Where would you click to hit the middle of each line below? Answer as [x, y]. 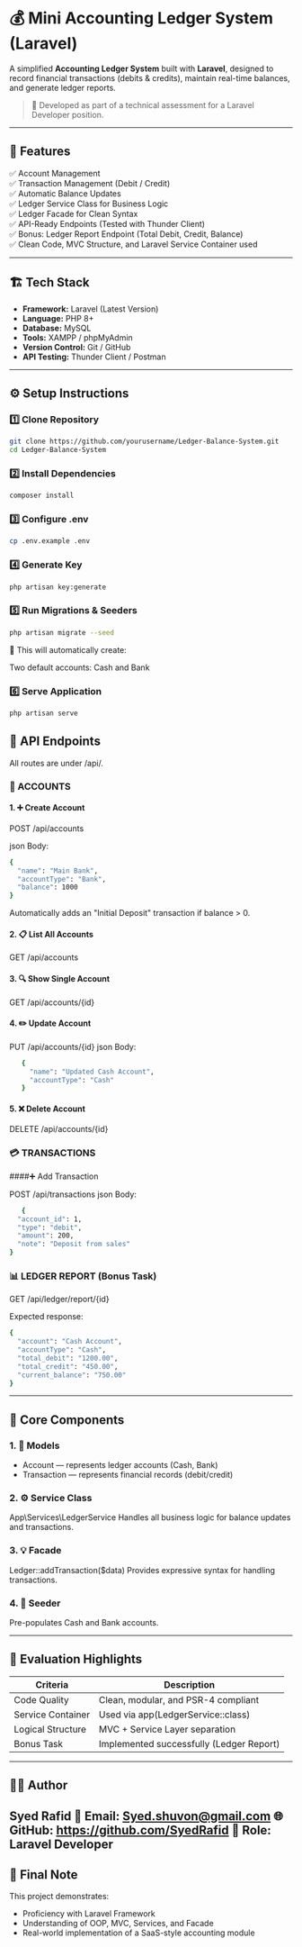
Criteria [52, 1684]
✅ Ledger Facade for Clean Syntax [74, 213]
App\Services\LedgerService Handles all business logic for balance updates [150, 1517]
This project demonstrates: [59, 1897]
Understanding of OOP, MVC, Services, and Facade [118, 1924]
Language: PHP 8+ [58, 318]
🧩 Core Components [67, 1420]
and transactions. [41, 1527]
